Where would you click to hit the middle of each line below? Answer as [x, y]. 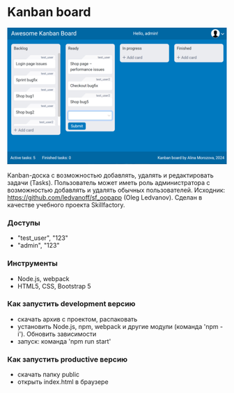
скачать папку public [48, 375]
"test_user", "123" [42, 238]
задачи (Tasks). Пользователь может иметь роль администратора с [109, 182]
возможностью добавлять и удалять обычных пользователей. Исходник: [116, 190]
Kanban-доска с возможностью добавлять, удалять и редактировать [110, 175]
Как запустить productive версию [68, 359]
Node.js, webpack [43, 278]
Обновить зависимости [62, 334]
